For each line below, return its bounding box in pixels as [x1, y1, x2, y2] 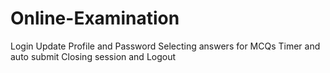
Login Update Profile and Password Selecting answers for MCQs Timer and [10, 40, 321, 52]
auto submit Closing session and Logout [10, 50, 177, 62]
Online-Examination [10, 7, 180, 30]
